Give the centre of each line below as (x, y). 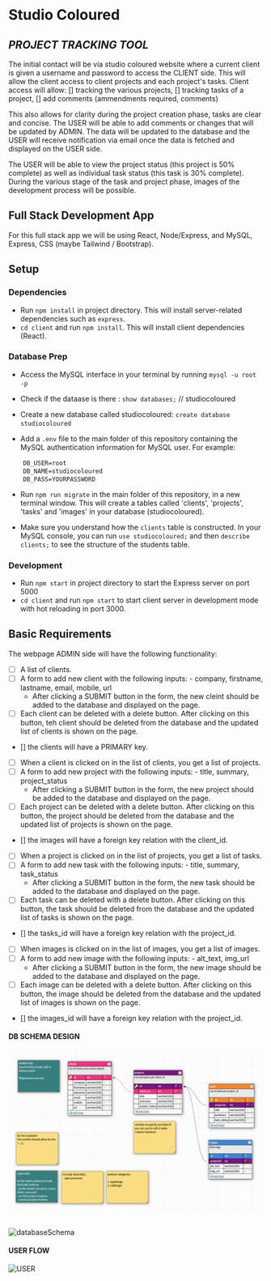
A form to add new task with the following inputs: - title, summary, (130, 865)
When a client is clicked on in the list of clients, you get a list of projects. (140, 763)
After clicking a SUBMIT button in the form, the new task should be (144, 883)
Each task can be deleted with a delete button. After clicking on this (132, 900)
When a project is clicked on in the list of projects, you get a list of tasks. (141, 856)
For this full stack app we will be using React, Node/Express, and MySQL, (131, 235)
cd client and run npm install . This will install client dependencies (132, 327)
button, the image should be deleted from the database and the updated (140, 994)
